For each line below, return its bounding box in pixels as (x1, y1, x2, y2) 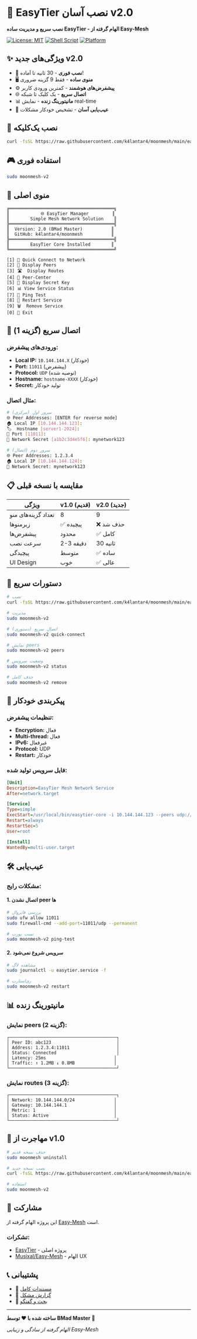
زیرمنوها (9, 520, 30, 528)
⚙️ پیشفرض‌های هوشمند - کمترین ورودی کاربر (15, 84, 115, 91)
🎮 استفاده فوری (6, 155, 61, 165)
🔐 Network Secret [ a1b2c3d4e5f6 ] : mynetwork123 (6, 437, 125, 443)
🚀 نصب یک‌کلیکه (6, 123, 58, 133)
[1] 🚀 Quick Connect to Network (6, 257, 85, 263)
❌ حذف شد (96, 520, 125, 528)
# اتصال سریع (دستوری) (6, 626, 58, 632)
